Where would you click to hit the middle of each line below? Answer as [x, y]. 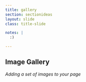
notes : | [14, 33]
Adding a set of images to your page [43, 74]
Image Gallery [27, 62]
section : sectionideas [29, 14]
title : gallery [21, 10]
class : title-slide [25, 24]
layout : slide [20, 19]
